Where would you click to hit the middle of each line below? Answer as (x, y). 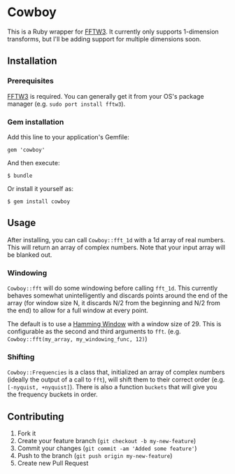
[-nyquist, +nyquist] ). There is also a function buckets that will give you (112, 387)
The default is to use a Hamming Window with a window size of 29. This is (114, 324)
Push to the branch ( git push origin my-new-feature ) (95, 456)
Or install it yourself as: (40, 188)
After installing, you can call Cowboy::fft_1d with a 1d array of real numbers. (116, 239)
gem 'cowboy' (26, 150)
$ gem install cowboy (39, 201)
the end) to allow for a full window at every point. (78, 311)
